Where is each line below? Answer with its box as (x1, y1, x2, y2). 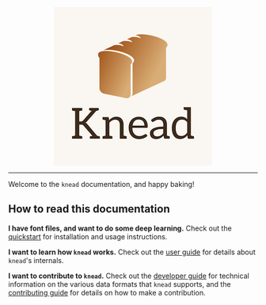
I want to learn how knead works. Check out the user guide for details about (8, 247, 256, 257)
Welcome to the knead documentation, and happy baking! (8, 180, 195, 189)
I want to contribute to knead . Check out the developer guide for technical (8, 271, 249, 280)
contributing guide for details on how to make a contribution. (8, 288, 206, 297)
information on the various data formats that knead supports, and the (8, 279, 231, 288)
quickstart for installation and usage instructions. (8, 231, 168, 241)
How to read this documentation (8, 202, 170, 216)
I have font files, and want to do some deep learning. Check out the (8, 223, 232, 233)
